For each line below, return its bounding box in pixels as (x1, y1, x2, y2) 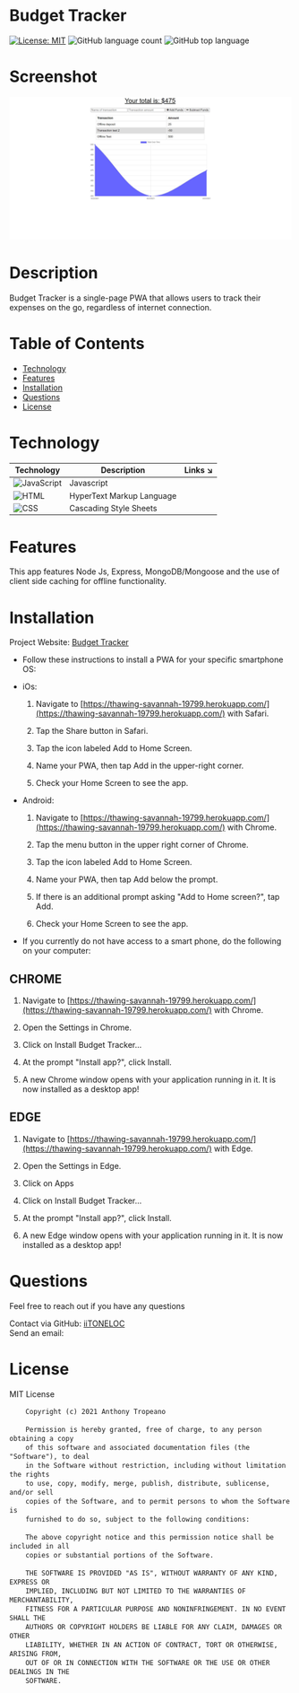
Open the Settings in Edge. (21, 1160, 122, 1171)
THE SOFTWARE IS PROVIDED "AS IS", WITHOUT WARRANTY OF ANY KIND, (25, 1568, 278, 1577)
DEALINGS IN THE (9, 1667, 70, 1676)
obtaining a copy (9, 1434, 74, 1443)
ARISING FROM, (9, 1649, 63, 1658)
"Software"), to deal (9, 1452, 90, 1461)
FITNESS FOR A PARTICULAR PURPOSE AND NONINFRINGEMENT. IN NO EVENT (25, 1604, 286, 1613)
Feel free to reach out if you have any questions (9, 1300, 185, 1311)
